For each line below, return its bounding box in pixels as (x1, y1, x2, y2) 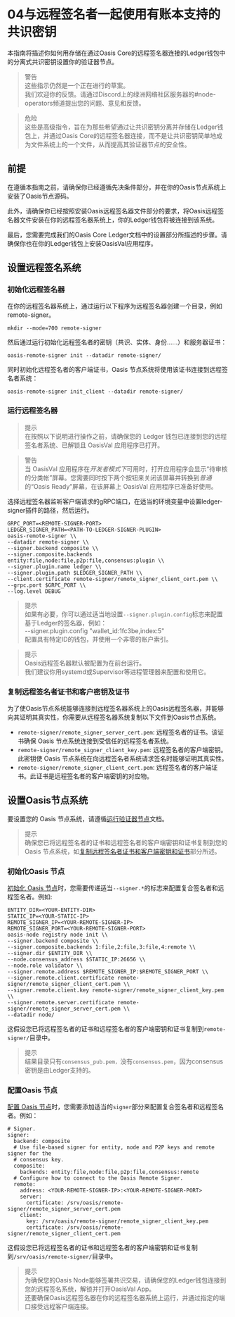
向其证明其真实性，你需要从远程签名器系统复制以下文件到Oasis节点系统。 (7, 713, 220, 722)
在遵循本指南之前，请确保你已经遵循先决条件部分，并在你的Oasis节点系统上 (7, 182, 227, 191)
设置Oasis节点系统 (7, 794, 88, 806)
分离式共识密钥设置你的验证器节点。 (13, 57, 118, 65)
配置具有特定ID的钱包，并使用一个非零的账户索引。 (24, 635, 173, 643)
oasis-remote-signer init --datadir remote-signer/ (7, 352, 161, 359)
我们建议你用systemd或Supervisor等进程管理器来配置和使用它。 (24, 667, 210, 676)
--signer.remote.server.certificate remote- (7, 999, 140, 1006)
